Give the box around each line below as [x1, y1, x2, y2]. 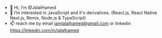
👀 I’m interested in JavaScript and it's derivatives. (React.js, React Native [9, 10, 158, 16]
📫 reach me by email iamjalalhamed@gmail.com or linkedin [9, 20, 131, 26]
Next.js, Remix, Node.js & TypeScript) [9, 15, 86, 20]
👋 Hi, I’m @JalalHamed [9, 5, 57, 10]
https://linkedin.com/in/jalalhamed [9, 27, 79, 33]
